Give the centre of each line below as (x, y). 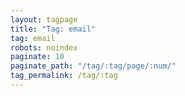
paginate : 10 (37, 57)
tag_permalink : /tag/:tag (64, 76)
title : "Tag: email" (53, 29)
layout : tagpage (44, 19)
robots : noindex (44, 47)
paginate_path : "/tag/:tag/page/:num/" (93, 66)
